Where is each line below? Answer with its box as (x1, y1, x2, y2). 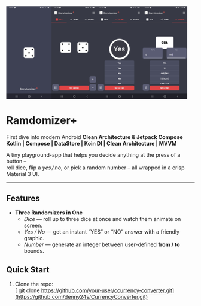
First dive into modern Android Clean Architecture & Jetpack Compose (6, 133, 184, 140)
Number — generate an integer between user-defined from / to (23, 241, 181, 248)
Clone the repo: (14, 281, 54, 288)
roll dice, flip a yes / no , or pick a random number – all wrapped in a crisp (6, 164, 185, 171)
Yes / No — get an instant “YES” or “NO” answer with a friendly (23, 228, 180, 235)
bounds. (23, 247, 45, 255)
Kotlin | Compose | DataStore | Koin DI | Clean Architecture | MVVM (6, 140, 177, 147)
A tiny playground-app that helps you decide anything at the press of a (6, 151, 181, 158)
